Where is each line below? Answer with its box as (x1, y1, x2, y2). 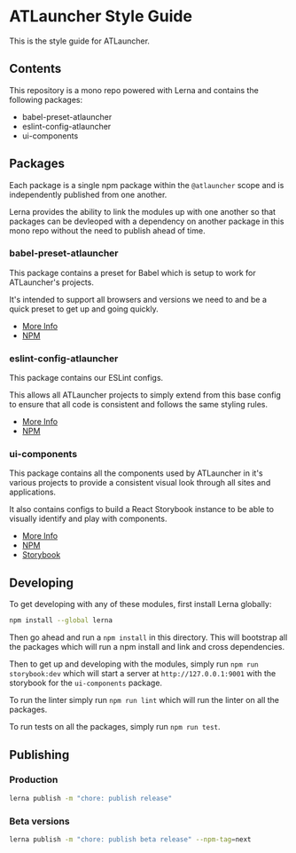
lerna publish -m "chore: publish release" (9, 794, 173, 802)
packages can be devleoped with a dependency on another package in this (9, 216, 284, 226)
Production (9, 774, 58, 786)
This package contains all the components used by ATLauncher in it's (9, 468, 263, 478)
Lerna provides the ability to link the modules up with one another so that (9, 206, 277, 217)
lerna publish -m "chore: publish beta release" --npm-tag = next (9, 835, 252, 844)
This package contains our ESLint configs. (9, 373, 164, 383)
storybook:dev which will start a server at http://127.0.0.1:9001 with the (9, 668, 277, 679)
